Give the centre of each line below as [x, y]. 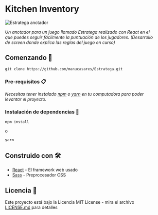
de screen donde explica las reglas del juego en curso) [60, 42]
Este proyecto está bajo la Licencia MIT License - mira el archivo [70, 202]
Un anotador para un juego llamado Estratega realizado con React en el [77, 32]
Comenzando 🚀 [29, 58]
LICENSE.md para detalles [31, 207]
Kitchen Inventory [42, 9]
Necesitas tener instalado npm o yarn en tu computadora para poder [75, 94]
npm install [17, 122]
